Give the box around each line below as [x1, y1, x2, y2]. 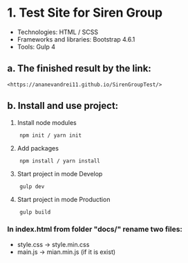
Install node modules [17, 118, 77, 126]
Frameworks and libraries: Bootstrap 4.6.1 [17, 35, 135, 43]
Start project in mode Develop [17, 169, 103, 178]
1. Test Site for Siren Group [7, 5, 163, 21]
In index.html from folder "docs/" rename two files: [7, 224, 183, 234]
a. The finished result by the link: [7, 62, 152, 74]
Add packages [17, 144, 59, 152]
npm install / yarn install [19, 158, 100, 164]
